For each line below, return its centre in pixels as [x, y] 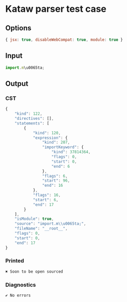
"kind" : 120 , [47, 133]
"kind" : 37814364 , [71, 152]
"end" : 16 [52, 186]
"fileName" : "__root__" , [41, 229]
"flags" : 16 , [47, 195]
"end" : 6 [61, 166]
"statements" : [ [32, 123]
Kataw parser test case [56, 9]
